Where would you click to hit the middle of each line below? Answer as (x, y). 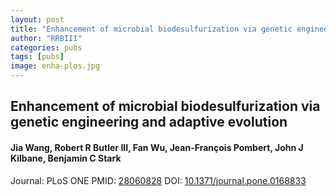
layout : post (37, 19)
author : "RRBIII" (46, 38)
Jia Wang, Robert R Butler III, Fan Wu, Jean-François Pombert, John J (157, 147)
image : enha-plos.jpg (55, 66)
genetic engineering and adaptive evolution (149, 122)
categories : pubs (46, 47)
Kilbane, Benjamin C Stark (66, 158)
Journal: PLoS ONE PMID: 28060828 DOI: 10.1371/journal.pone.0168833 (158, 180)
